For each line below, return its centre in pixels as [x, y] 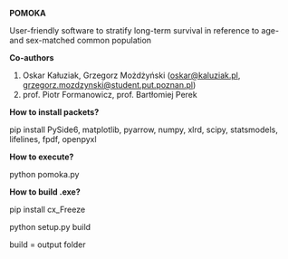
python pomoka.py [44, 174]
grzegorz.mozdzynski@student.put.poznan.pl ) [109, 85]
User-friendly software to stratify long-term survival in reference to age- [144, 30]
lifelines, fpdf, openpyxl [53, 139]
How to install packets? [54, 112]
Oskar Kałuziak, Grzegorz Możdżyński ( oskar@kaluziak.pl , [131, 75]
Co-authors [32, 58]
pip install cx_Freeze [48, 209]
